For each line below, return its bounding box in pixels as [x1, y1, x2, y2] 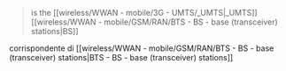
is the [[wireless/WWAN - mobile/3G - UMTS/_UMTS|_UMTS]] [30, 8, 259, 18]
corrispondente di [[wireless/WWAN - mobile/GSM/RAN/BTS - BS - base [9, 43, 274, 53]
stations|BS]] [30, 26, 79, 36]
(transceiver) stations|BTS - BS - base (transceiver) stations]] [9, 53, 234, 62]
